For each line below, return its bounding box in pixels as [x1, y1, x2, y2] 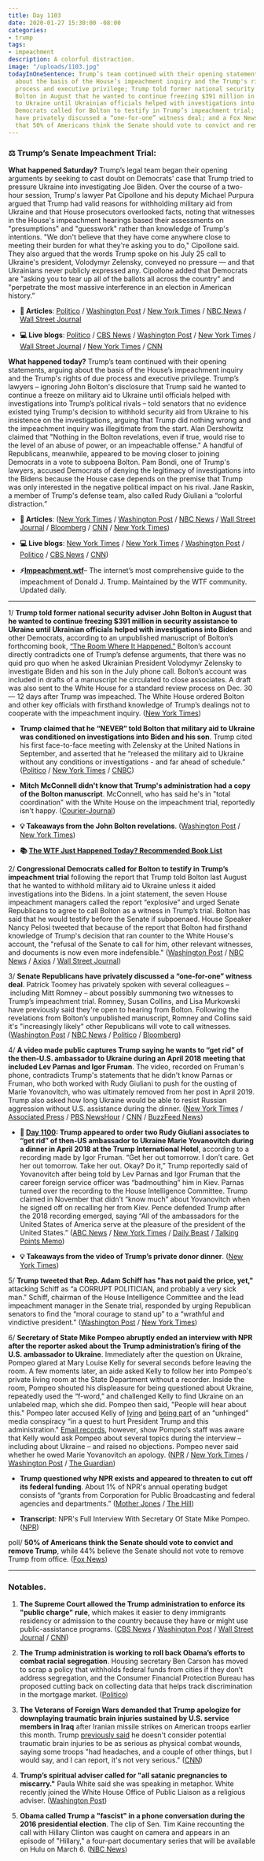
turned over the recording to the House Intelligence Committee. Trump [19, 1187, 248, 1196]
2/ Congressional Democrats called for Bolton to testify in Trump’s [8, 864, 229, 874]
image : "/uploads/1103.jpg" [8, 63, 101, 71]
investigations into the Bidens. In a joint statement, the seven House [8, 890, 228, 899]
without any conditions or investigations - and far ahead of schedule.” [19, 757, 246, 767]
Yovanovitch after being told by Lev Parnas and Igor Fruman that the [19, 1169, 241, 1179]
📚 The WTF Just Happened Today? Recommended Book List [19, 846, 222, 856]
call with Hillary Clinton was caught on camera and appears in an [19, 1828, 230, 1837]
